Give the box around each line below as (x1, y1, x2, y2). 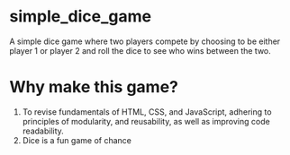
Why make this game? (9, 77, 178, 98)
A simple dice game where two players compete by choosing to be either (9, 36, 281, 47)
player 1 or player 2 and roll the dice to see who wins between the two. (9, 45, 272, 56)
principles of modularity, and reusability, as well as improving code (22, 116, 270, 126)
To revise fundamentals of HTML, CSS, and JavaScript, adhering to (22, 106, 272, 117)
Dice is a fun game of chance (22, 134, 132, 145)
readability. (22, 125, 65, 136)
